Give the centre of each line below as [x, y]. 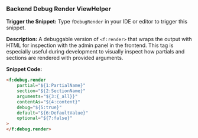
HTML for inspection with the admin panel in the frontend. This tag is [90, 45]
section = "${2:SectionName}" [51, 91]
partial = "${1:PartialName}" [51, 86]
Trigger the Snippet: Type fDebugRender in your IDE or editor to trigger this [97, 22]
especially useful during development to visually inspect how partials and [95, 52]
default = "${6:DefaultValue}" [53, 113]
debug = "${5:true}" [39, 107]
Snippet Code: [24, 69]
